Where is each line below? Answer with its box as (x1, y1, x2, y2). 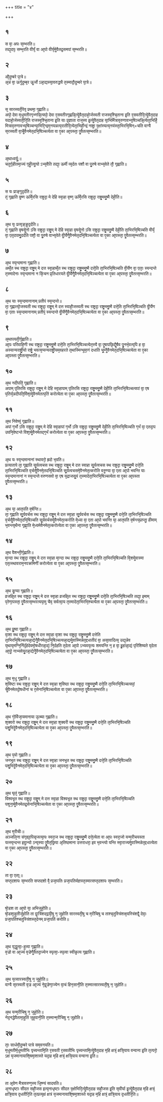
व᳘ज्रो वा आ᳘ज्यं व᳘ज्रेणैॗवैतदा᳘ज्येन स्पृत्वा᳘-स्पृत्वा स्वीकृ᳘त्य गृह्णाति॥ (5, 949, 95, 955)
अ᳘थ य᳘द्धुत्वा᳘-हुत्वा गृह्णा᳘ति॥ (5, 943, 43, 949)
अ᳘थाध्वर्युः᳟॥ (5, 156, 22, 162)
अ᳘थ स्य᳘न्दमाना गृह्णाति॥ (5, 260, 40, 265)
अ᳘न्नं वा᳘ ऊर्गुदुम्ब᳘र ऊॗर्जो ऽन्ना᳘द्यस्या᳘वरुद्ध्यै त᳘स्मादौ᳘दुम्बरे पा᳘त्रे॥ (5, 79, 92, 85)
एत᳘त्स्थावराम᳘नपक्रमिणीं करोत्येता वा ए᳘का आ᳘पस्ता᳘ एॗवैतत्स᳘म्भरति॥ (5, 560, 101, 566)
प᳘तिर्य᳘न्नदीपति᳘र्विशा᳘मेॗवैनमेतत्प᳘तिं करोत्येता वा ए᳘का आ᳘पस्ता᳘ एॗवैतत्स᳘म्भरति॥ (5, 391, 111, 397)
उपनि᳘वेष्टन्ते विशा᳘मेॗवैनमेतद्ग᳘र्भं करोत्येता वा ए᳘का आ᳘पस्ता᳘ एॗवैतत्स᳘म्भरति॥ (5, 429, 110, 435)
